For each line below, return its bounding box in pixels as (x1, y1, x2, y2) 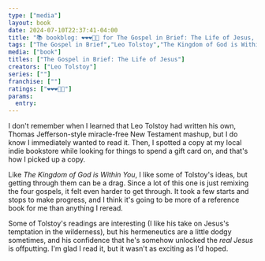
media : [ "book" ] (8, 48, 62, 56)
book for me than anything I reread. (8, 203, 124, 213)
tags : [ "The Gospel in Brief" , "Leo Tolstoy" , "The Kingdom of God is (8, 41, 238, 49)
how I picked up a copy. (8, 155, 86, 164)
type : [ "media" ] (8, 11, 62, 20)
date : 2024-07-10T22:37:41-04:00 (8, 26, 118, 34)
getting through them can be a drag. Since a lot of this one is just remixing (8, 178, 249, 188)
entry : (15, 99, 37, 107)
